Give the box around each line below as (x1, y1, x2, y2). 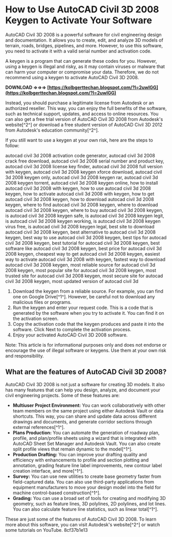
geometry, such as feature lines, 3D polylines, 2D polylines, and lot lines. (12, 500, 166, 507)
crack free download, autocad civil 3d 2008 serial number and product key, (5, 158, 165, 164)
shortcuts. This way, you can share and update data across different (12, 413, 157, 419)
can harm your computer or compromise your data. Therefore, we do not (5, 68, 159, 75)
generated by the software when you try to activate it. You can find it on (12, 310, 165, 316)
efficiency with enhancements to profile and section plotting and (12, 457, 149, 463)
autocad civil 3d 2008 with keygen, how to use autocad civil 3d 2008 (5, 185, 151, 191)
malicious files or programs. (12, 299, 72, 305)
